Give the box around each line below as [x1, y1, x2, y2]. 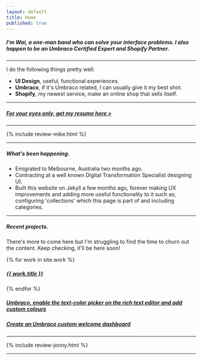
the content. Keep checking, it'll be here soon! [6, 244, 120, 252]
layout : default [6, 8, 47, 15]
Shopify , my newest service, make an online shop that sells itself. [14, 90, 177, 98]
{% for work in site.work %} [6, 256, 75, 264]
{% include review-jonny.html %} [6, 341, 88, 349]
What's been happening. [6, 150, 70, 157]
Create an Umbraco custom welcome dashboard [6, 320, 131, 328]
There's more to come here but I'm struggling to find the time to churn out [6, 238, 189, 246]
